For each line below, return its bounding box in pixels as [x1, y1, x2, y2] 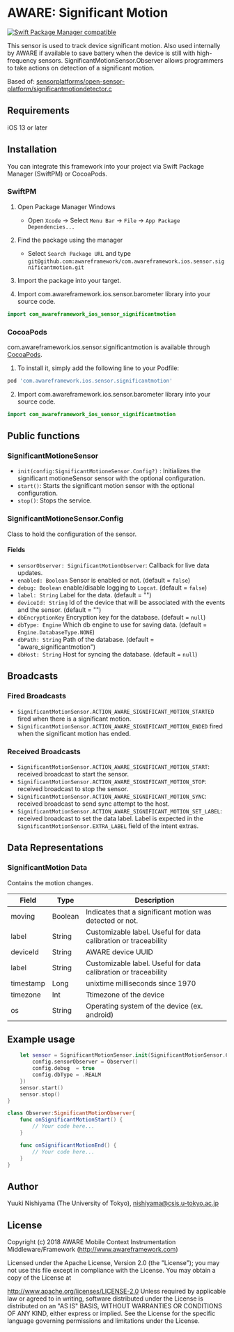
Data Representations [7, 842, 104, 854]
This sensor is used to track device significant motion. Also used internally [7, 41, 221, 49]
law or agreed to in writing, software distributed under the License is [7, 1294, 203, 1303]
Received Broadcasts [7, 747, 81, 756]
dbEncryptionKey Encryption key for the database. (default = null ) [17, 613, 206, 621]
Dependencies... [27, 223, 75, 231]
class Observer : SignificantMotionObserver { [7, 1110, 136, 1117]
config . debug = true [32, 1065, 95, 1072]
